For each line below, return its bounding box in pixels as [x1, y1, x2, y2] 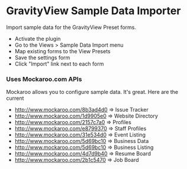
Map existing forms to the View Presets [14, 47, 111, 54]
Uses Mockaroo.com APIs [6, 75, 82, 83]
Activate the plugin [14, 35, 61, 42]
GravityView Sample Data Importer [6, 4, 181, 18]
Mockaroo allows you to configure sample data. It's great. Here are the [6, 89, 179, 96]
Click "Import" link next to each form [14, 60, 104, 67]
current [6, 95, 24, 102]
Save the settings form [14, 54, 70, 61]
